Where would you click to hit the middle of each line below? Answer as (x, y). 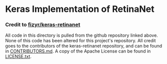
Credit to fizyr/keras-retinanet (43, 25)
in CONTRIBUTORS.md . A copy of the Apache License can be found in (78, 51)
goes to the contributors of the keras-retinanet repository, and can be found (84, 46)
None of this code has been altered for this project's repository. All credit (81, 41)
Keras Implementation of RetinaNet (80, 9)
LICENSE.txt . (18, 57)
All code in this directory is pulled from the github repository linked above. (81, 35)
